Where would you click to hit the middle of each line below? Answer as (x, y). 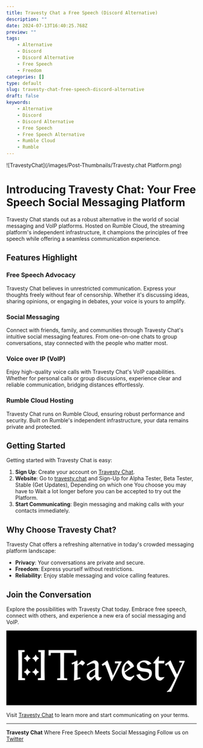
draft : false (23, 96)
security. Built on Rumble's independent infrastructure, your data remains (98, 420)
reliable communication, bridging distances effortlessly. (75, 385)
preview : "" (21, 32)
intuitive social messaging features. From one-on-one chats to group (92, 336)
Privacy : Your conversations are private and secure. (80, 563)
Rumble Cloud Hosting (40, 400)
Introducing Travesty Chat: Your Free (101, 190)
